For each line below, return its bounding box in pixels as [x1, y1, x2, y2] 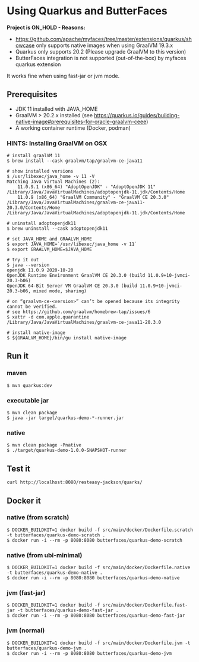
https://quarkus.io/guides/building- [94, 111, 180, 118]
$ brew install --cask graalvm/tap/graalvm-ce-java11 [7, 158, 143, 164]
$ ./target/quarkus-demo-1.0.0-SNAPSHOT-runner [7, 448, 127, 454]
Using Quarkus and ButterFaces [7, 4, 168, 18]
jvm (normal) [7, 626, 45, 635]
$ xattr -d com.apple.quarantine [7, 314, 90, 320]
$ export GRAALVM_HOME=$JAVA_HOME [7, 246, 93, 252]
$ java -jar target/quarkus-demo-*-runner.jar [7, 415, 124, 421]
